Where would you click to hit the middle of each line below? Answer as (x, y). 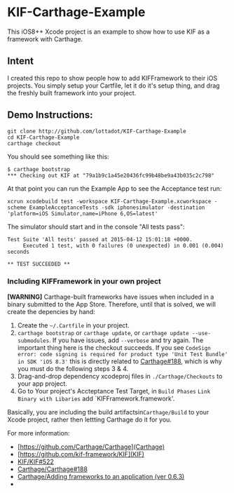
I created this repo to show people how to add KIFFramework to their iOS (112, 78)
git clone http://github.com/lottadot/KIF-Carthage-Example (97, 131)
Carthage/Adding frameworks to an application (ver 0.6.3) (101, 476)
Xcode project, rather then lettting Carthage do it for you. (89, 419)
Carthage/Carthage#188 (52, 469)
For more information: (39, 433)
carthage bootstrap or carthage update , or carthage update (103, 332)
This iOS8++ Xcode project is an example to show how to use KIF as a (109, 32)
